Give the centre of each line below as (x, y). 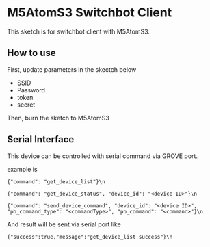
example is (22, 169)
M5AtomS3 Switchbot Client (90, 13)
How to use (31, 53)
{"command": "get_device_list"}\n (56, 182)
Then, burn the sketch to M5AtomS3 (58, 118)
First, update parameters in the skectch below (72, 69)
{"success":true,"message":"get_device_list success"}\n (90, 237)
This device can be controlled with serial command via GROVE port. (103, 156)
